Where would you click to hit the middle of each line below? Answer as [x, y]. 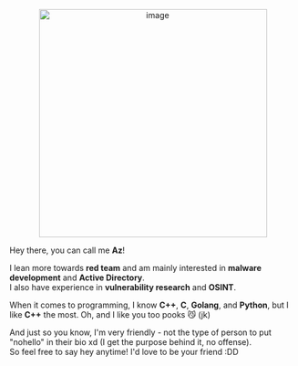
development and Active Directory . [77, 277]
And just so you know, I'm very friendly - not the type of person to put [140, 332]
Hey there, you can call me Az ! [67, 250]
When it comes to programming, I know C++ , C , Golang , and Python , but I [149, 305]
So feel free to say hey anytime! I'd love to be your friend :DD [124, 352]
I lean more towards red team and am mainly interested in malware [135, 268]
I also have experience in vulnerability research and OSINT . [123, 287]
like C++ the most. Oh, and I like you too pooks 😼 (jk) [110, 314]
